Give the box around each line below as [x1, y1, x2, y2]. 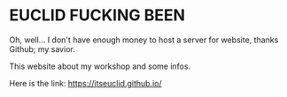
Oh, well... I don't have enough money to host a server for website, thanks [9, 34, 279, 45]
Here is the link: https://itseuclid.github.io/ [9, 78, 162, 88]
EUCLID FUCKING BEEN [9, 5, 186, 26]
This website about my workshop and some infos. [9, 61, 191, 71]
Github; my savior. [9, 43, 75, 54]
